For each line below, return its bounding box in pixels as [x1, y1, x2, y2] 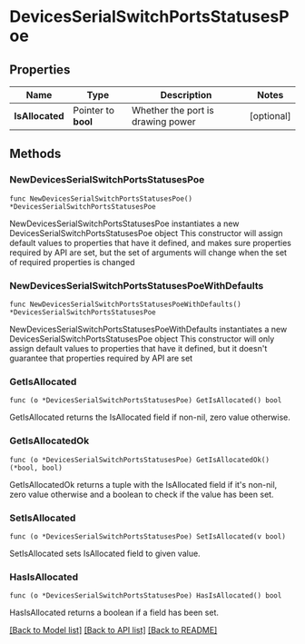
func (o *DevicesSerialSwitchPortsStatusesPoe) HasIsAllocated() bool [9, 591, 282, 600]
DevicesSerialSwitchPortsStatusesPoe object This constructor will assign [9, 227, 283, 238]
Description [160, 89, 212, 101]
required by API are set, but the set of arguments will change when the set [9, 247, 288, 258]
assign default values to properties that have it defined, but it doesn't [9, 342, 268, 353]
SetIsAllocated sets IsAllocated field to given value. [9, 548, 202, 559]
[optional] [249, 110, 291, 122]
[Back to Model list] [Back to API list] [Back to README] [9, 625, 218, 636]
